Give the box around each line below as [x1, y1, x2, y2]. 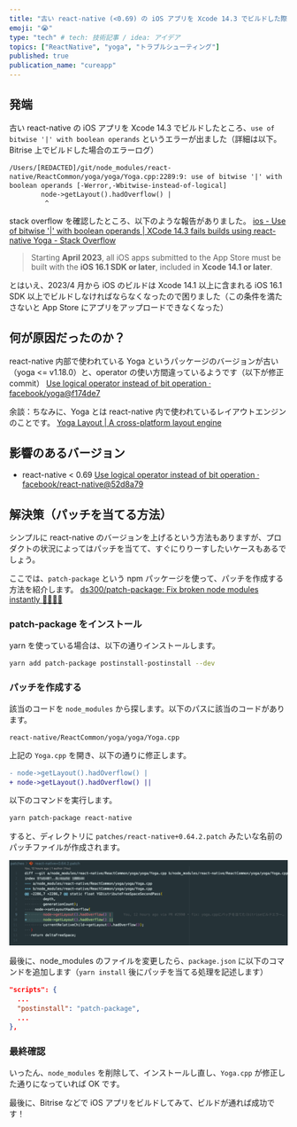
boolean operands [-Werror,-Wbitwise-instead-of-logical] [9, 181, 227, 190]
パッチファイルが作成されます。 [9, 842, 126, 853]
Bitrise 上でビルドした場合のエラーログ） [9, 145, 159, 155]
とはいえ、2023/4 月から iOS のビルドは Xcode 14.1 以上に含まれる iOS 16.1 [9, 279, 283, 290]
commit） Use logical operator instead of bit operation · [9, 378, 212, 388]
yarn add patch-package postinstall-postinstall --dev [9, 659, 216, 668]
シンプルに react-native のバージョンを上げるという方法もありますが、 [9, 532, 267, 543]
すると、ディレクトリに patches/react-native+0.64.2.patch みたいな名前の [9, 831, 283, 841]
